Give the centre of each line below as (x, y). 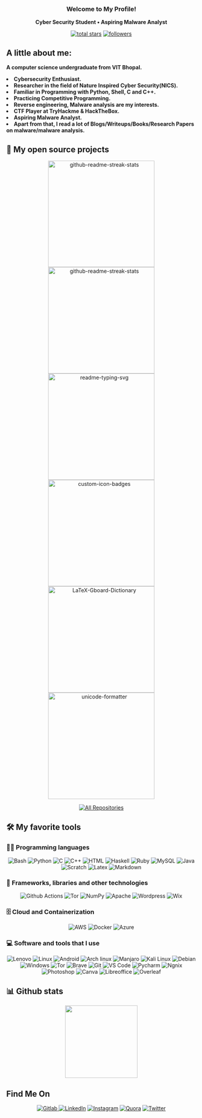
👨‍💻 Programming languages (48, 848)
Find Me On (28, 1094)
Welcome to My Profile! (101, 9)
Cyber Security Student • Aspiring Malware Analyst (101, 22)
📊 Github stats (35, 991)
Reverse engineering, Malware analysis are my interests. (87, 105)
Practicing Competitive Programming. (62, 98)
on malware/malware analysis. (46, 130)
